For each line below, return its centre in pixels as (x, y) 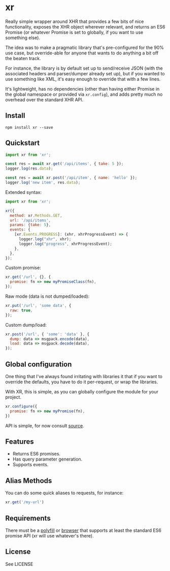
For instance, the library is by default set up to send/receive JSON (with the (84, 68)
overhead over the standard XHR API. (44, 99)
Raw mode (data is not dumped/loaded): (47, 296)
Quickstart (23, 143)
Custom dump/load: (26, 325)
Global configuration (39, 364)
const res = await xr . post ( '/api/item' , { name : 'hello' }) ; (71, 178)
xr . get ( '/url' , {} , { (28, 277)
